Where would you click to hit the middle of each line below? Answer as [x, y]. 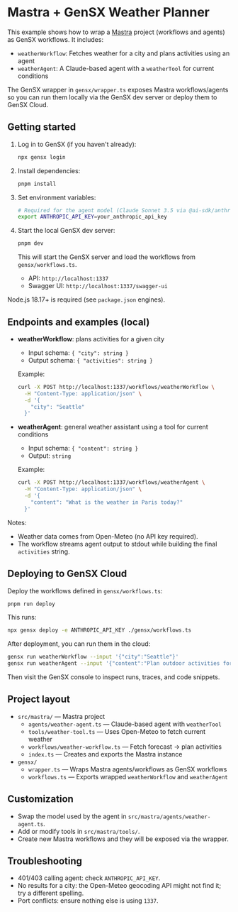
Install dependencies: [49, 170]
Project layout [39, 699]
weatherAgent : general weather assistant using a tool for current [113, 427]
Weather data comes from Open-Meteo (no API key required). [108, 536]
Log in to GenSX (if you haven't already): [77, 144]
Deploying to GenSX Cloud [67, 574]
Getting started [42, 127]
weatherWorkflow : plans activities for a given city [91, 339]
